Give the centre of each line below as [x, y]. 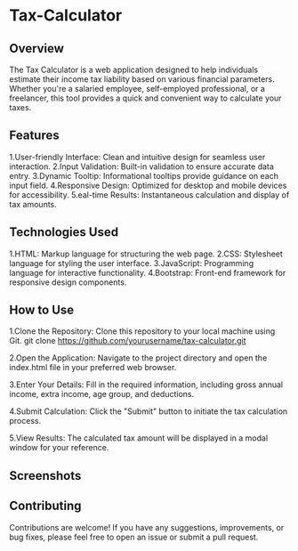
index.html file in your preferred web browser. [93, 368]
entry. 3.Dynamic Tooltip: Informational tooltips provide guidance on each [144, 175]
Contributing [45, 506]
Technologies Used [64, 232]
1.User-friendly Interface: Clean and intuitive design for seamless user [137, 157]
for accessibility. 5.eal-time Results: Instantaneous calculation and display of [149, 194]
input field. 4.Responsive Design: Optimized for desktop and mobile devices [148, 185]
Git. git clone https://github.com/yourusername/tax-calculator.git [128, 341]
